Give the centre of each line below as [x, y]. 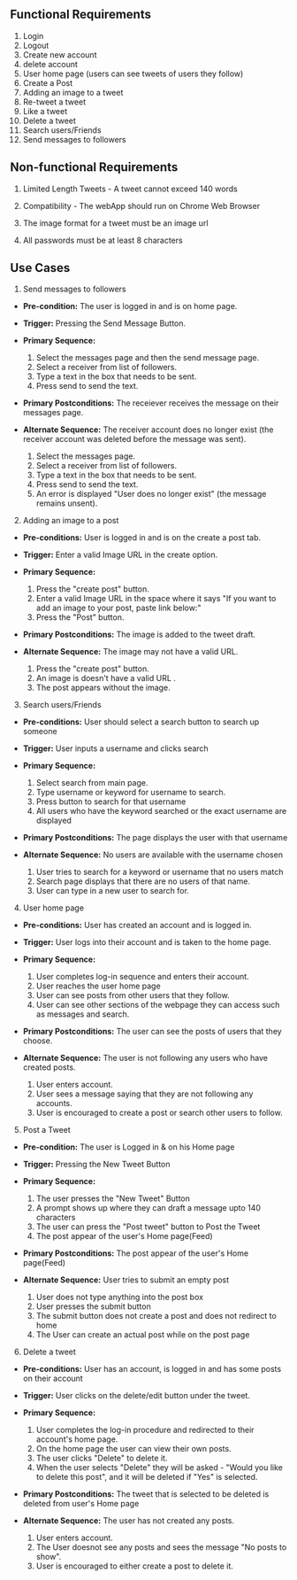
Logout [36, 45]
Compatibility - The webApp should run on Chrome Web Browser [141, 205]
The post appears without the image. [103, 688]
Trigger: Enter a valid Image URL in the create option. [120, 555]
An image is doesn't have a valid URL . [106, 678]
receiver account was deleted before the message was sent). [134, 439]
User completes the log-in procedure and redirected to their [145, 1430]
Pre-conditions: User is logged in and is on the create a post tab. [142, 538]
